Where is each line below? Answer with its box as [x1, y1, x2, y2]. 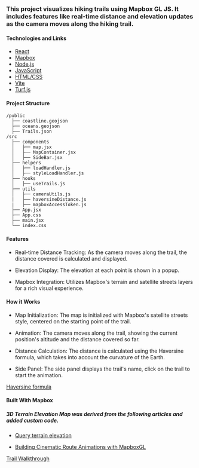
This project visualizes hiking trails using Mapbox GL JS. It [6, 5, 179, 13]
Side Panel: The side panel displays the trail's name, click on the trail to [14, 365, 190, 372]
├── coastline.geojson [11, 118, 68, 124]
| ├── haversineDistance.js [11, 197, 87, 203]
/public [6, 113, 26, 119]
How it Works [6, 298, 41, 305]
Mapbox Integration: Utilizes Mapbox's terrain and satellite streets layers [14, 278, 193, 285]
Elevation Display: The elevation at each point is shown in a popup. [14, 267, 180, 274]
